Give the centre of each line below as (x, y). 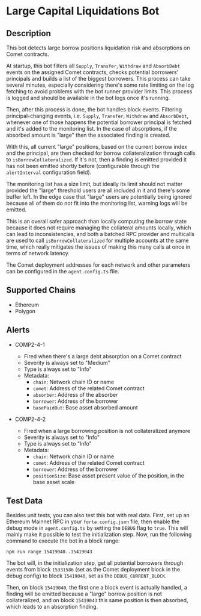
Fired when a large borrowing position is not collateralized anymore (107, 431)
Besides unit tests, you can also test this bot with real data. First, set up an (98, 515)
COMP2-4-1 (30, 344)
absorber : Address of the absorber (75, 394)
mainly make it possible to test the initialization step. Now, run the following (99, 535)
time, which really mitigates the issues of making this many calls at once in (98, 247)
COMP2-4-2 (30, 419)
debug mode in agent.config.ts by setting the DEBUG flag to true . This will (97, 528)
